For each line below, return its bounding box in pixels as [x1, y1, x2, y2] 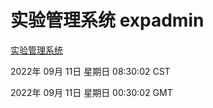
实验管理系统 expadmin [10, 9, 205, 32]
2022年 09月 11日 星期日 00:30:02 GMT [10, 86, 173, 98]
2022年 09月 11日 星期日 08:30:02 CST [10, 65, 171, 77]
